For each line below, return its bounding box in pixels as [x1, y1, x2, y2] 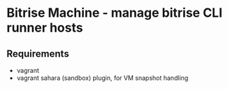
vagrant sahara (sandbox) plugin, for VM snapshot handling [16, 74, 189, 82]
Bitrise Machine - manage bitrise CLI [6, 5, 223, 21]
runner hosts [6, 20, 83, 36]
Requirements [6, 48, 69, 60]
